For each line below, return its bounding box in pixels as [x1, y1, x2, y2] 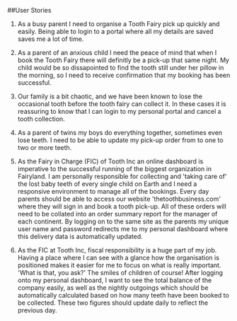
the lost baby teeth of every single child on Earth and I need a [17, 180, 197, 188]
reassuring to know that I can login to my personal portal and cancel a [17, 107, 221, 115]
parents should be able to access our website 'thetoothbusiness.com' [17, 194, 221, 203]
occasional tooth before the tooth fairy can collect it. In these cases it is [17, 100, 226, 108]
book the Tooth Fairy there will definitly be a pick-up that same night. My [17, 56, 230, 64]
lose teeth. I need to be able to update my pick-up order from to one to [17, 136, 224, 144]
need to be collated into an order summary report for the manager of [17, 210, 218, 218]
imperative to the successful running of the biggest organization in [17, 165, 212, 173]
